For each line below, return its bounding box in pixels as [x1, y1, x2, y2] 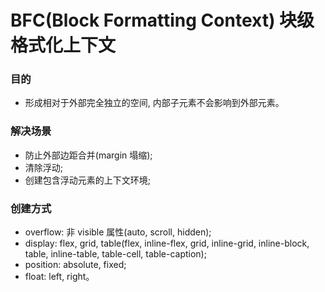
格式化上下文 [10, 34, 117, 57]
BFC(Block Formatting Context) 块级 [10, 9, 315, 32]
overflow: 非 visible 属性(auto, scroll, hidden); [24, 226, 212, 238]
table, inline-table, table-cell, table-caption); [24, 248, 207, 260]
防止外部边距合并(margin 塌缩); [24, 149, 153, 161]
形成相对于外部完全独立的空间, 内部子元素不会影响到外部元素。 [24, 97, 285, 109]
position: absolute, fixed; [24, 259, 127, 271]
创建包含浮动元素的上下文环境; [24, 174, 152, 186]
